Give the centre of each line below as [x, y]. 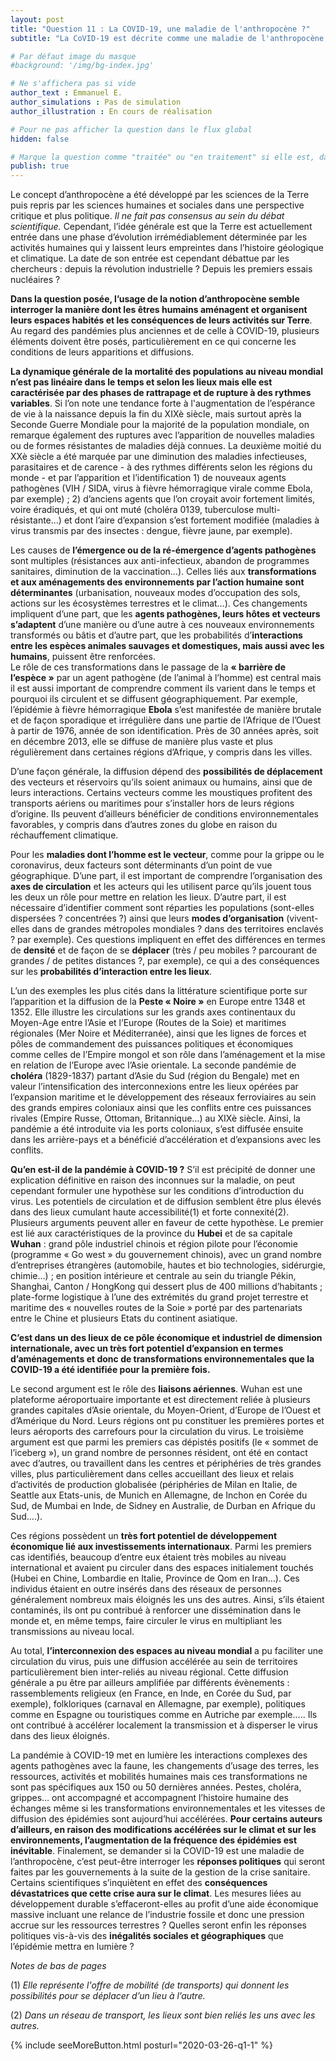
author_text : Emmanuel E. [66, 93]
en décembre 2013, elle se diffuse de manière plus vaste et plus [141, 742]
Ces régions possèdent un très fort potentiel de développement [144, 1536]
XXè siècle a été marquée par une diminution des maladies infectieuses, [159, 457]
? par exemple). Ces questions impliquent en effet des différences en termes [168, 940]
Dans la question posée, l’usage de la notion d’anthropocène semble [155, 299]
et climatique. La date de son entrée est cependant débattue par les [150, 258]
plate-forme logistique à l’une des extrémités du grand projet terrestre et [159, 1297]
